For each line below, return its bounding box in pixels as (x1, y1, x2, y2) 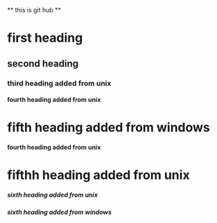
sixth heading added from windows (7, 208, 112, 217)
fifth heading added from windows (7, 120, 210, 136)
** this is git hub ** (7, 6, 61, 14)
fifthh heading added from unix (7, 168, 190, 183)
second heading (7, 57, 79, 69)
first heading (7, 30, 83, 46)
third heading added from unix (7, 78, 112, 88)
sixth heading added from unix (7, 190, 98, 199)
